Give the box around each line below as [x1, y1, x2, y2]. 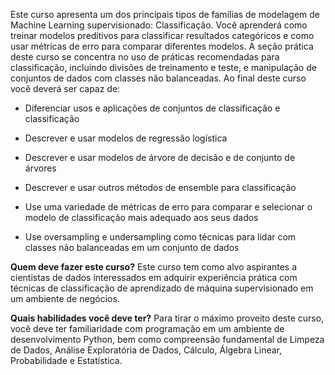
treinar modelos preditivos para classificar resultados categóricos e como [10, 30, 315, 41]
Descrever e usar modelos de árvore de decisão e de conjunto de [24, 152, 296, 163]
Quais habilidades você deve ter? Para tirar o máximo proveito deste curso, [10, 312, 325, 324]
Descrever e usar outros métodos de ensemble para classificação [24, 182, 297, 193]
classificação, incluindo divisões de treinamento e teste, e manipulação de [10, 62, 317, 73]
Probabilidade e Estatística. [10, 355, 123, 366]
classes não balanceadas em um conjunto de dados [24, 242, 240, 253]
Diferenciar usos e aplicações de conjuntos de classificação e [24, 102, 281, 114]
